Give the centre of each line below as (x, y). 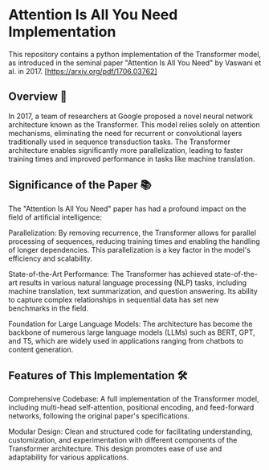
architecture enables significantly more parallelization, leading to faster (126, 150)
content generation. (41, 349)
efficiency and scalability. (50, 258)
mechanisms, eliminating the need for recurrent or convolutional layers (125, 133)
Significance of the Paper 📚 (80, 186)
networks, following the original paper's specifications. (99, 416)
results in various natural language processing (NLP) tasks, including (133, 282)
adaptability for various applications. (69, 457)
